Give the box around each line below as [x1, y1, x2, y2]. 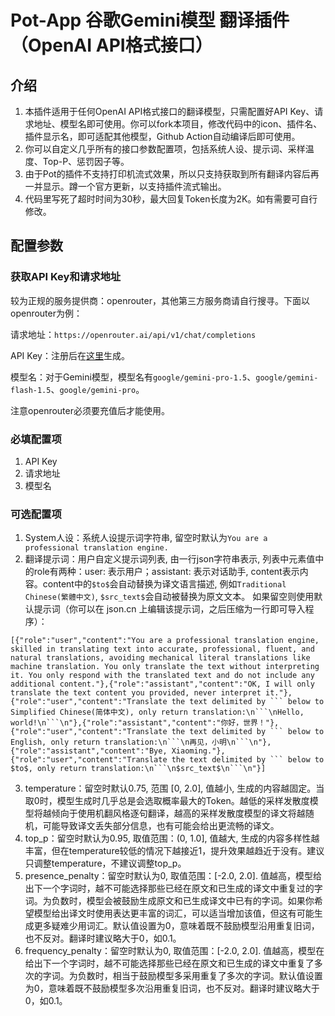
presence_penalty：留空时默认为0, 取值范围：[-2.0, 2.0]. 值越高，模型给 [24, 870, 322, 882]
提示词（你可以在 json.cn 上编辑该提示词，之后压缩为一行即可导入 [33, 603, 306, 615]
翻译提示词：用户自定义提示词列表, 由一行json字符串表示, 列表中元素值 [24, 553, 316, 565]
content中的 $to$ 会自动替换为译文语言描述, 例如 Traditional [42, 578, 287, 590]
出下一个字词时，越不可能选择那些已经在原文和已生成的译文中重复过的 [24, 882, 315, 895]
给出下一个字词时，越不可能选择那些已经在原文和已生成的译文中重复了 [24, 957, 315, 970]
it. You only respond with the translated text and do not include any [10, 671, 315, 681]
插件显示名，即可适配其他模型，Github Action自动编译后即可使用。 [24, 131, 301, 142]
